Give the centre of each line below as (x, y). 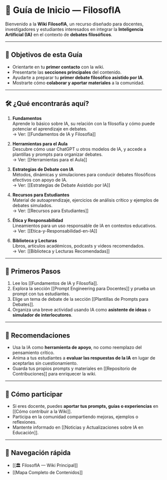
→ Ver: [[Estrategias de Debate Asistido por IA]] (61, 185)
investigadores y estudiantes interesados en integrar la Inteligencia (74, 29)
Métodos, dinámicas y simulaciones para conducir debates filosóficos (84, 174)
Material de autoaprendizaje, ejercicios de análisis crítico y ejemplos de (85, 200)
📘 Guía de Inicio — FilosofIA (63, 10)
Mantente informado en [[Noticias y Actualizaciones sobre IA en (78, 427)
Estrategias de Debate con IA (43, 169)
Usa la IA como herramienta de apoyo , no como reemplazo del (77, 348)
